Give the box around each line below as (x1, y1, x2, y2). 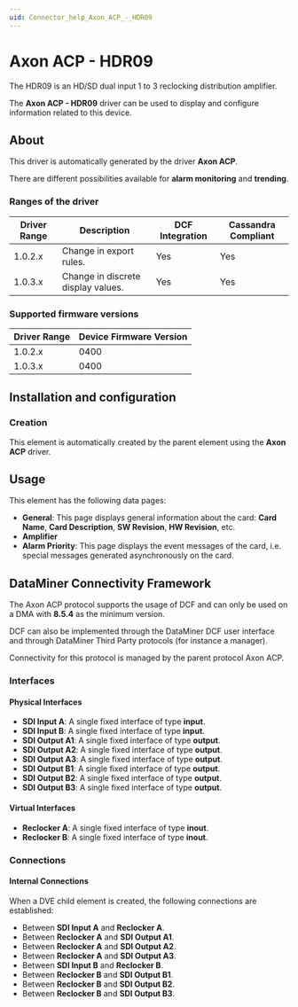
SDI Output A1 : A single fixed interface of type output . (21, 735, 221, 745)
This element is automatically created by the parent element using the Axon (9, 436, 286, 448)
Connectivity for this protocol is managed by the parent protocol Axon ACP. (9, 652, 285, 663)
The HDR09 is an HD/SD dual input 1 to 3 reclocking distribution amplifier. (9, 81, 278, 91)
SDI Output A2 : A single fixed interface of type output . (21, 745, 223, 755)
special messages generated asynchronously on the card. (21, 550, 234, 561)
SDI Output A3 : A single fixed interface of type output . (21, 754, 223, 765)
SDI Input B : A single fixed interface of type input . (21, 726, 206, 737)
